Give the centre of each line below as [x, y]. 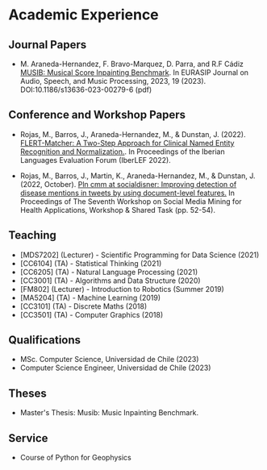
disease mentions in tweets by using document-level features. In [127, 193]
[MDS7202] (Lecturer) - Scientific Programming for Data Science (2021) [140, 255]
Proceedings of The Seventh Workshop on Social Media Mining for [131, 201]
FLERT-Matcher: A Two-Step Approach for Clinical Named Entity [127, 143]
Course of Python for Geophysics [75, 458]
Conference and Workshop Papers [97, 115]
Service [28, 438]
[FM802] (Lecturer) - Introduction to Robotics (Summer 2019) [122, 289]
